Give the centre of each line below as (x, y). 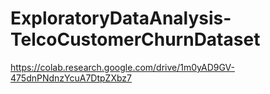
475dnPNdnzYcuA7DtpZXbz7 (71, 78)
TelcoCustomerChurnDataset (135, 39)
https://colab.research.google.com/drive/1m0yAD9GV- (122, 67)
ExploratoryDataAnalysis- (121, 18)
